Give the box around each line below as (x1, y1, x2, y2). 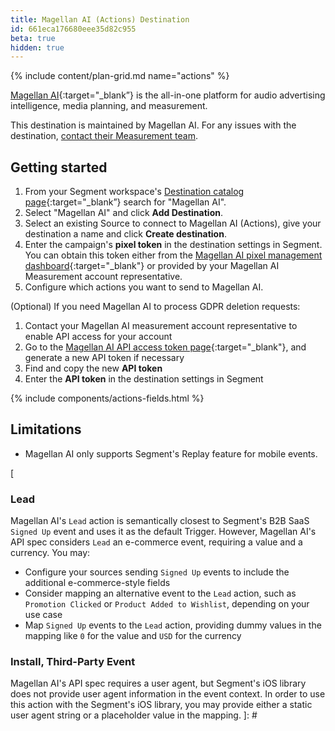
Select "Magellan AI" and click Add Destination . (24, 207, 223, 219)
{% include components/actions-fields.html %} (10, 392, 205, 405)
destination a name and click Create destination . (24, 228, 227, 240)
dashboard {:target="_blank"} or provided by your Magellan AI (24, 260, 280, 272)
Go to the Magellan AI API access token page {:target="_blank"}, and (24, 341, 307, 353)
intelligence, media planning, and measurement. (10, 100, 208, 112)
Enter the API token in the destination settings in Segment (24, 373, 264, 385)
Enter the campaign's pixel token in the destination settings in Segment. (24, 239, 323, 251)
